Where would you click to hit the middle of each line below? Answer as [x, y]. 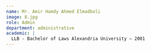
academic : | [20, 33]
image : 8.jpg [22, 17]
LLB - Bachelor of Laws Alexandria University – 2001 [78, 39]
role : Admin [20, 22]
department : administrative [40, 28]
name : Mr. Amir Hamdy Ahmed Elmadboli [53, 11]
